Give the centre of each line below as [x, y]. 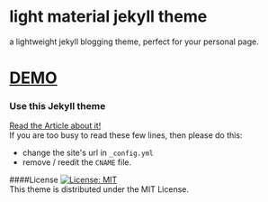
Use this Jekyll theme [58, 106]
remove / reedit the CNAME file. [77, 162]
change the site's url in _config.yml [88, 153]
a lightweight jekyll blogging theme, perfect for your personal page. [134, 41]
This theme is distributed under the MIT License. [99, 189]
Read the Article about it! [55, 126]
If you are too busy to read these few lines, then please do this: [126, 135]
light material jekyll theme [108, 17]
